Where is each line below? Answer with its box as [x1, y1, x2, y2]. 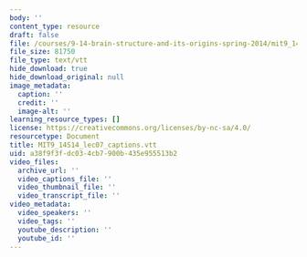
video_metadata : [9, 200, 71, 210]
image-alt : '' [17, 107, 71, 116]
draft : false [9, 30, 59, 39]
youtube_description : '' [17, 225, 112, 234]
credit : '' [17, 98, 59, 108]
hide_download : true [9, 65, 89, 74]
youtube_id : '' [17, 233, 76, 242]
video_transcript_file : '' [17, 191, 121, 200]
